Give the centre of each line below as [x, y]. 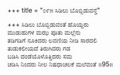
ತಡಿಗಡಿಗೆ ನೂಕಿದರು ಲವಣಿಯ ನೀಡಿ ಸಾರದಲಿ [53, 40]
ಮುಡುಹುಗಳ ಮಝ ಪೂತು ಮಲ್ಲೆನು [44, 32]
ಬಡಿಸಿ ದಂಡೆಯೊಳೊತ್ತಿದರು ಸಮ [40, 56]
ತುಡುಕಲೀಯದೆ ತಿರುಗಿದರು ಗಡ [39, 48]
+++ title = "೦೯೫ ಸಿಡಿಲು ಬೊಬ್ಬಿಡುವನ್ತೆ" [54, 10]
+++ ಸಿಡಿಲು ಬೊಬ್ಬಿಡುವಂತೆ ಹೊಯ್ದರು [48, 24]
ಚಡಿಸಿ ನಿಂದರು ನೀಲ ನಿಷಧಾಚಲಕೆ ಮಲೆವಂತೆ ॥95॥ [60, 64]
